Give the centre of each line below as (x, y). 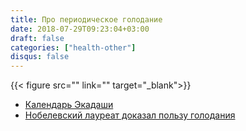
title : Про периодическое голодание (86, 19)
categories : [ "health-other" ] (73, 47)
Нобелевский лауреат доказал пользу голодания (130, 115)
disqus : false (40, 57)
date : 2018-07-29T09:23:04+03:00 (80, 29)
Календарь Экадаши (69, 105)
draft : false (37, 38)
